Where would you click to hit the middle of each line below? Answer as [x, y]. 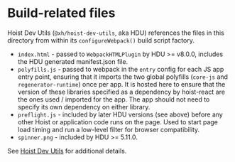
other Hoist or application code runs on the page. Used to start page [118, 121]
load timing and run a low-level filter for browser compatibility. [109, 129]
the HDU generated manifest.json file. [73, 61]
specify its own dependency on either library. [84, 107]
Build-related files [61, 13]
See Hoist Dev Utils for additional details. [67, 151]
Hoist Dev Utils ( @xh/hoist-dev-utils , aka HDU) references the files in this [116, 33]
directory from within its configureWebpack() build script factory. [101, 40]
